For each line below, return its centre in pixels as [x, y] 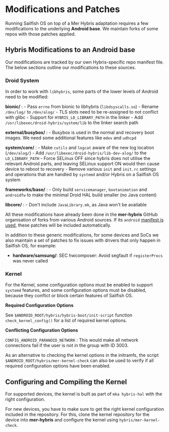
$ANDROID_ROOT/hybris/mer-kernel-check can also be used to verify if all [79, 361]
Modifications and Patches [63, 9]
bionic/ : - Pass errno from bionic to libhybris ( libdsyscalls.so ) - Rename [82, 106]
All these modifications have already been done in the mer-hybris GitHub [81, 214]
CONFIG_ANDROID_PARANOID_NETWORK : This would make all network [72, 340]
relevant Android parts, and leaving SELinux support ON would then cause [82, 164]
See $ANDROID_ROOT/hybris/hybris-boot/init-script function [69, 315]
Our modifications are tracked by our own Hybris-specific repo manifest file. [84, 62]
